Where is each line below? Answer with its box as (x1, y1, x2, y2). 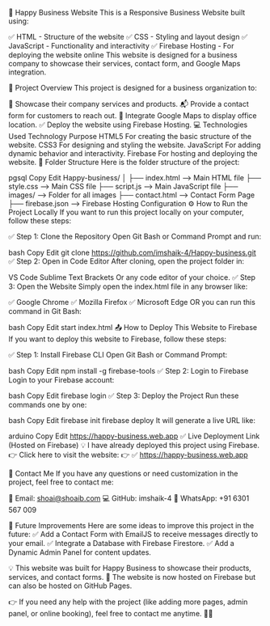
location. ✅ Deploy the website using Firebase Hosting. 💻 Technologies (8, 120, 248, 129)
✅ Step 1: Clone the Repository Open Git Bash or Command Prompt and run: (8, 231, 261, 241)
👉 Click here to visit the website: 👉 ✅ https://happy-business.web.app (8, 450, 248, 459)
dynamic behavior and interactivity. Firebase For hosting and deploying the (8, 149, 258, 158)
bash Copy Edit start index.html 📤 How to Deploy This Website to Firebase (8, 323, 257, 332)
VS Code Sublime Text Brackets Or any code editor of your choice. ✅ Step (8, 273, 256, 282)
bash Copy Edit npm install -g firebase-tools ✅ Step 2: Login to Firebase (8, 366, 249, 375)
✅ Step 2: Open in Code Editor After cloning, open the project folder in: (8, 256, 245, 266)
